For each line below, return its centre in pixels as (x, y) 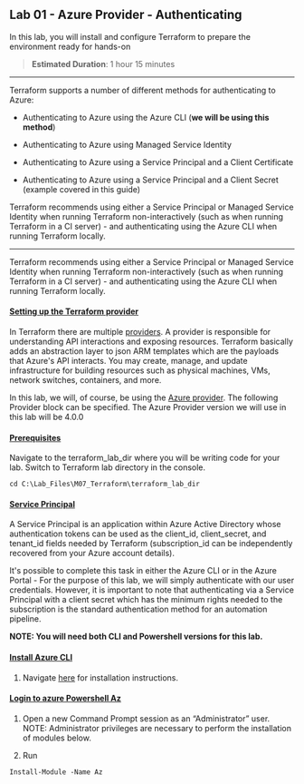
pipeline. (25, 619)
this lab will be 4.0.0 (47, 417)
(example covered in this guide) (81, 189)
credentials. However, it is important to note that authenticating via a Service (152, 590)
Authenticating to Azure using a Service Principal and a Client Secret (150, 180)
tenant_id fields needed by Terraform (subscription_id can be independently (151, 544)
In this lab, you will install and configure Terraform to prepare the (130, 36)
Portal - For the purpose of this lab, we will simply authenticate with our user (152, 581)
